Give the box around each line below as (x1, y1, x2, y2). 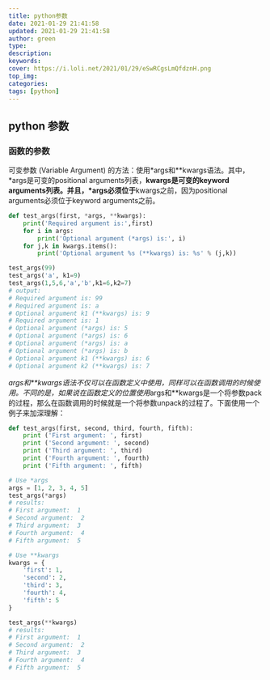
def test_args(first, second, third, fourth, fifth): (8, 424, 194, 432)
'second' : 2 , (23, 574, 67, 582)
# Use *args (8, 476, 49, 484)
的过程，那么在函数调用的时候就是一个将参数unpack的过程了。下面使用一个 (8, 397, 260, 407)
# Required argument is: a (8, 301, 99, 310)
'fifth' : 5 (23, 596, 60, 604)
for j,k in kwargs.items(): (23, 242, 117, 250)
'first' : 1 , (23, 566, 63, 575)
